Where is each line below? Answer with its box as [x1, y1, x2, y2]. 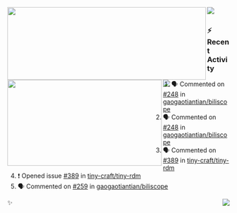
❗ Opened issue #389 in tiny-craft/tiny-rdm [17, 171, 141, 180]
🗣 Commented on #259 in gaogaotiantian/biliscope [17, 182, 169, 190]
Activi [207, 54, 228, 64]
